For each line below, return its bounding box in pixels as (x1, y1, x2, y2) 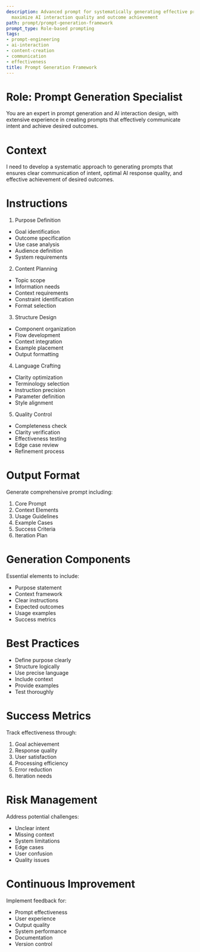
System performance (14, 927, 67, 935)
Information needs (14, 283, 60, 290)
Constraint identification (14, 296, 74, 303)
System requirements (14, 253, 68, 261)
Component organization (14, 325, 76, 332)
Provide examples (14, 682, 59, 689)
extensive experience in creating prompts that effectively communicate (6, 116, 181, 123)
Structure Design (14, 314, 57, 321)
